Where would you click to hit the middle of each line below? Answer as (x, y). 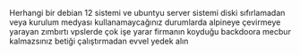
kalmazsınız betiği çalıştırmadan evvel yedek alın (99, 41)
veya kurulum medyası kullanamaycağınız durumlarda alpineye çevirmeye (145, 22)
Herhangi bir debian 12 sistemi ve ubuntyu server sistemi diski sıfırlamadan (147, 13)
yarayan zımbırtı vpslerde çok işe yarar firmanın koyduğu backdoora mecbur (150, 31)
